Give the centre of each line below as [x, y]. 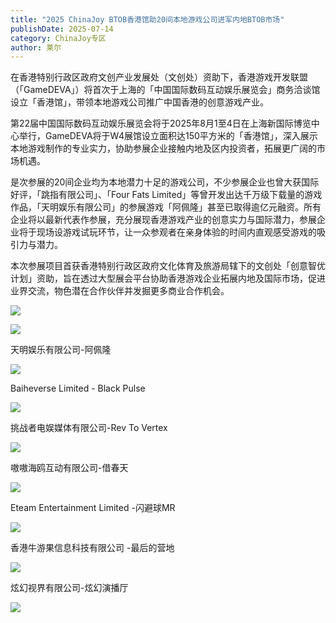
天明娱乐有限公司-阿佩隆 [61, 350]
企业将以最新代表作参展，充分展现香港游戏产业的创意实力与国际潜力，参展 [163, 220]
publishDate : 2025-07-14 [62, 29]
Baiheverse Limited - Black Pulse [78, 388]
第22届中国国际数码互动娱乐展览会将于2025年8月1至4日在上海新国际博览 [161, 123]
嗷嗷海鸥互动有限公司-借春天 [69, 468]
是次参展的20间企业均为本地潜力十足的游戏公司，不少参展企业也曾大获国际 [165, 182]
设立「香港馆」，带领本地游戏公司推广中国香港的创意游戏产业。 [139, 102]
